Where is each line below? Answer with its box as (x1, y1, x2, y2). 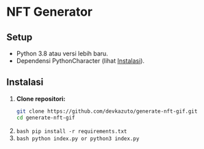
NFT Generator (6, 4, 93, 20)
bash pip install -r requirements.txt (16, 128, 127, 135)
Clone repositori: (16, 94, 66, 103)
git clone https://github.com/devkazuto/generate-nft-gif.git (16, 107, 198, 115)
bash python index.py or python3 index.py (16, 135, 140, 142)
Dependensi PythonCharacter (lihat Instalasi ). (16, 57, 145, 65)
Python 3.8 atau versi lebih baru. (16, 49, 109, 57)
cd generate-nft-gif (16, 114, 75, 121)
